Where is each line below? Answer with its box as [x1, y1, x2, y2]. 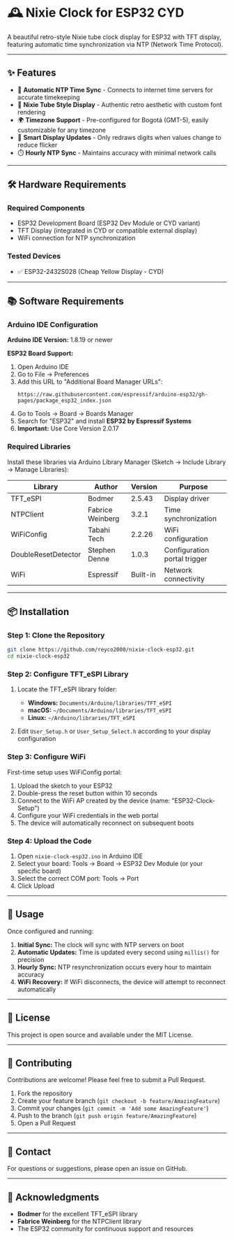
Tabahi [88, 525, 110, 535]
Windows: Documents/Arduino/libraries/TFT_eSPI [27, 699, 172, 707]
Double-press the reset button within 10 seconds [17, 788, 158, 797]
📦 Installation [7, 606, 70, 618]
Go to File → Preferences [17, 370, 89, 379]
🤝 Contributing [7, 1058, 72, 1069]
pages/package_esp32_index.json [17, 397, 111, 405]
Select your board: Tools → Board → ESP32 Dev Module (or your [17, 860, 203, 868]
